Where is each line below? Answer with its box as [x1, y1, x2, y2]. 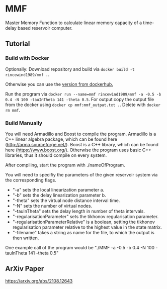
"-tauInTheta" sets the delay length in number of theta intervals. [12, 208, 145, 214]
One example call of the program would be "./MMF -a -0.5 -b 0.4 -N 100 [5, 244, 155, 250]
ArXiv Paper [5, 264, 44, 273]
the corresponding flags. [5, 177, 56, 183]
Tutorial [5, 40, 30, 48]
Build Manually [5, 119, 43, 126]
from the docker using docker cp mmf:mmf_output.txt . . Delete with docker [5, 102, 161, 108]
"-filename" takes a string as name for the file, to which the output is [12, 229, 155, 235]
